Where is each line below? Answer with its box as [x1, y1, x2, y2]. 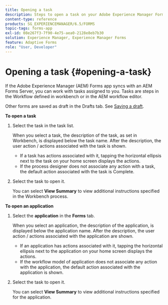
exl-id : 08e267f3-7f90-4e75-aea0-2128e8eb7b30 [5, 31, 104, 36]
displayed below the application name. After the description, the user [12, 227, 155, 233]
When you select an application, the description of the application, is [12, 222, 154, 228]
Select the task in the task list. [12, 122, 74, 128]
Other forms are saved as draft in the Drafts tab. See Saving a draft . [5, 103, 144, 109]
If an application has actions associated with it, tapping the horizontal [19, 242, 163, 248]
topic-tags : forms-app [5, 26, 52, 31]
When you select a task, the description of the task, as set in [12, 132, 137, 138]
